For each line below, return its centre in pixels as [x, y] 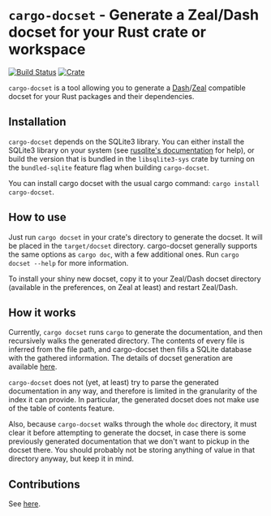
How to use [37, 217]
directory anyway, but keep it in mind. [71, 459]
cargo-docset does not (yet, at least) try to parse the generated [114, 383]
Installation [37, 122]
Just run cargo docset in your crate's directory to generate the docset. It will [135, 236]
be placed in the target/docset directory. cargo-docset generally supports [133, 245]
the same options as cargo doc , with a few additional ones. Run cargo [124, 254]
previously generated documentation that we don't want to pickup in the [129, 441]
